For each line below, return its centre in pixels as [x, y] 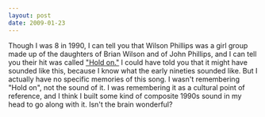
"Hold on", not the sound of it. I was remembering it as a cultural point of [127, 87]
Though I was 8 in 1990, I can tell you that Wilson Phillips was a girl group [128, 45]
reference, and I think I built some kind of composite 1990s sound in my [125, 96]
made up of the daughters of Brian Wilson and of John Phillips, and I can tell [132, 54]
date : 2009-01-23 [37, 23]
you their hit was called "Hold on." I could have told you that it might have [128, 62]
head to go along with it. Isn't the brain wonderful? [90, 104]
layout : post [30, 15]
